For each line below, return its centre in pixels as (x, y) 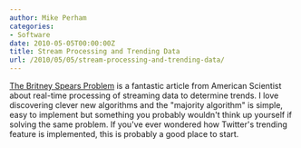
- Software (30, 35)
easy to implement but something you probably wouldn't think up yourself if (151, 115)
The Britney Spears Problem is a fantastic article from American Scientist (146, 86)
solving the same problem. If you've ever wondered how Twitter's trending (149, 124)
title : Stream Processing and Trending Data (95, 52)
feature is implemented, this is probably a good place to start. (124, 134)
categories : (32, 26)
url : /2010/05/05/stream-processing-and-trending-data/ (117, 60)
